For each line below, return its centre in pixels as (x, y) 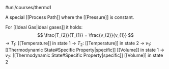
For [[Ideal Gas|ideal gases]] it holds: (44, 27)
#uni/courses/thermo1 (29, 7)
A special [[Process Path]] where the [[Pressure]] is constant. (70, 17)
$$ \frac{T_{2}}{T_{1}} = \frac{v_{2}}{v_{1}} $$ (86, 35)
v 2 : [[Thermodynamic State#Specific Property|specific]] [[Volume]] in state (84, 56)
